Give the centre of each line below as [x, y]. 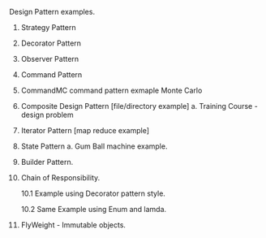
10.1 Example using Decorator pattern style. [93, 193]
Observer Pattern [50, 59]
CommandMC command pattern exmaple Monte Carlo [112, 90]
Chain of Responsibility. [60, 177]
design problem [47, 115]
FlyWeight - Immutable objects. [73, 225]
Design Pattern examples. [52, 12]
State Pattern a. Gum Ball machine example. [94, 146]
